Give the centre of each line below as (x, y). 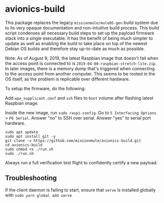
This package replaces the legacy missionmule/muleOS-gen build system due (82, 23)
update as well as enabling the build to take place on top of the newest (76, 43)
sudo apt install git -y (30, 136)
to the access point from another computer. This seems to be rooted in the (80, 74)
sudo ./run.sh (20, 153)
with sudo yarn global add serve (38, 195)
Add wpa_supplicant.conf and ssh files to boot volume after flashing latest (79, 98)
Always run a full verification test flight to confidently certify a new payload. (82, 162)
